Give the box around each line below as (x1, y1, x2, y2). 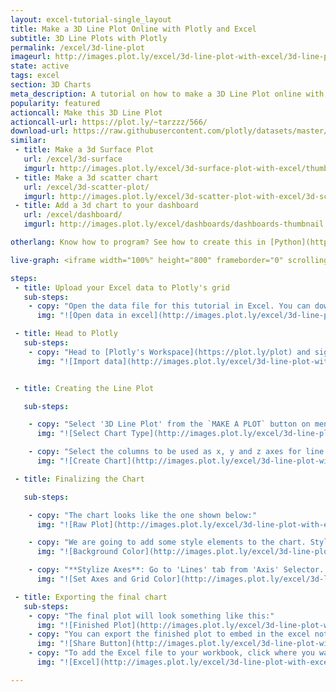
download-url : (10, 126, 70, 136)
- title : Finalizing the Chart (14, 474, 145, 484)
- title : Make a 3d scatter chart (14, 172, 159, 183)
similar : (10, 136, 47, 146)
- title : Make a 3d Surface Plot (14, 145, 155, 155)
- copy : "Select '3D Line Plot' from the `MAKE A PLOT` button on (28, 419, 311, 430)
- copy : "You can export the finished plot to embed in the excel (28, 629, 311, 640)
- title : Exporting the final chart (14, 592, 168, 602)
